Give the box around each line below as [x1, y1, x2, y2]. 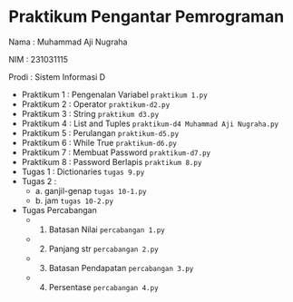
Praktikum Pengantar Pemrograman [8, 6, 285, 27]
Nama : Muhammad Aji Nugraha [8, 36, 128, 47]
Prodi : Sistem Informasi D [8, 71, 106, 83]
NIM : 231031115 [8, 54, 69, 64]
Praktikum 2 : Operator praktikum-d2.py [21, 98, 171, 110]
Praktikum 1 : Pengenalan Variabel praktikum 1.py [21, 89, 208, 100]
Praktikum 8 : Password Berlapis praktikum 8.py [21, 156, 202, 167]
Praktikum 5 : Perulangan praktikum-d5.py [21, 127, 180, 138]
